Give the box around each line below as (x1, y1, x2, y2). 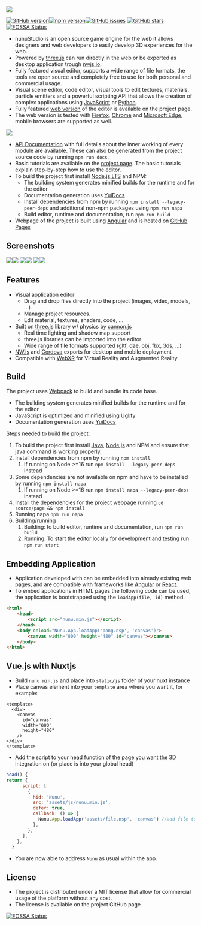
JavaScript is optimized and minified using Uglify (14, 412, 136, 419)
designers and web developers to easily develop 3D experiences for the (14, 41, 193, 49)
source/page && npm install (14, 505, 85, 511)
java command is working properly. (14, 448, 102, 455)
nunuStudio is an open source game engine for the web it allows (14, 35, 173, 42)
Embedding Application (6, 559, 96, 569)
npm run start (23, 543, 59, 549)
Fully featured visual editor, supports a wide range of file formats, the (14, 67, 185, 74)
